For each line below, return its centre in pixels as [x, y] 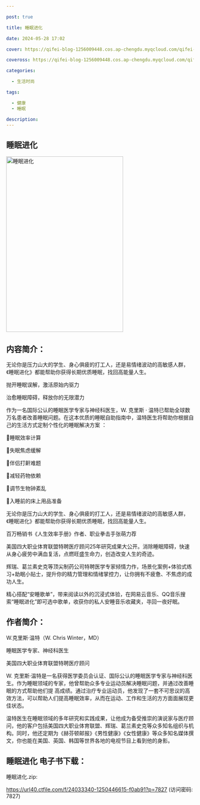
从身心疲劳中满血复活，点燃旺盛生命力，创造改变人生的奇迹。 [82, 554]
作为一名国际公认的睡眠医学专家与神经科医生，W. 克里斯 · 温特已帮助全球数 [98, 410]
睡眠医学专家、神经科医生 [37, 650]
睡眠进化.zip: [22, 776]
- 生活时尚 [23, 82]
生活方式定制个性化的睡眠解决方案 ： [62, 425]
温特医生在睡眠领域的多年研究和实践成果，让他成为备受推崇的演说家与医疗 [97, 718]
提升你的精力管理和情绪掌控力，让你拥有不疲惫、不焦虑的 [117, 574]
